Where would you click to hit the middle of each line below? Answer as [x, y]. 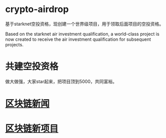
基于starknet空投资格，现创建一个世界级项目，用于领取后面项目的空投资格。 [85, 24]
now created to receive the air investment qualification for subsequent [78, 39]
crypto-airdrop [37, 9]
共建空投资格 [32, 67]
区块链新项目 [32, 129]
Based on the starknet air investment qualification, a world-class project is [82, 34]
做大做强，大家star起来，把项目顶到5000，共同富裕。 [61, 81]
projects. [14, 44]
